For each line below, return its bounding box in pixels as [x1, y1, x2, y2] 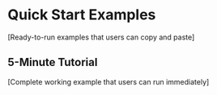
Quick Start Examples [7, 6, 156, 24]
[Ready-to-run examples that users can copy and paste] [7, 32, 195, 42]
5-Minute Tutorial [7, 56, 98, 69]
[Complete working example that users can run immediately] [7, 76, 210, 86]
